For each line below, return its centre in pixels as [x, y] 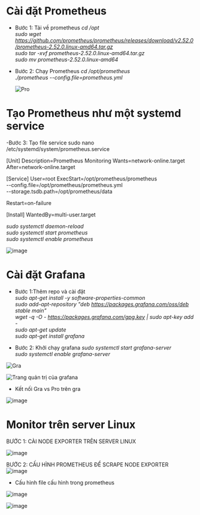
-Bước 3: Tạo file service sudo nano [50, 143]
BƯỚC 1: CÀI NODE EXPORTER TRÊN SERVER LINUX [71, 441]
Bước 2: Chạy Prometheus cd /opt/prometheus [72, 71]
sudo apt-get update [41, 329]
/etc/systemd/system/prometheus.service [58, 149]
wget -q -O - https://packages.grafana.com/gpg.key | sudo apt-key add [104, 317]
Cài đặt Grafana [46, 275]
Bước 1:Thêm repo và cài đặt [50, 291]
